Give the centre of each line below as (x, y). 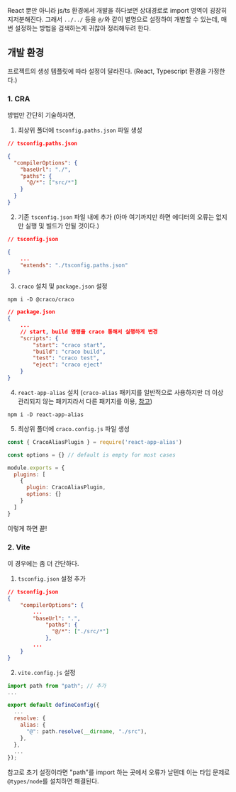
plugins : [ (30, 474)
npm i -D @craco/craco (41, 300)
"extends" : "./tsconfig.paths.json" (74, 265)
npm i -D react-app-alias (45, 414)
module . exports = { (36, 468)
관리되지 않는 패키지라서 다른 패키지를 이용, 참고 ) (85, 401)
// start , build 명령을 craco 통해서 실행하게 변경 (89, 332)
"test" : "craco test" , (66, 358)
